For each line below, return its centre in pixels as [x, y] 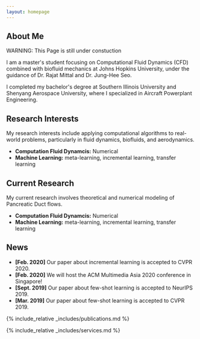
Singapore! [29, 281]
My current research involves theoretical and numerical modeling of [90, 198]
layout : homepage [28, 12]
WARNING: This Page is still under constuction [64, 51]
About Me [25, 36]
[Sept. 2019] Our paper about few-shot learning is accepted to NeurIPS [104, 288]
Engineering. [22, 100]
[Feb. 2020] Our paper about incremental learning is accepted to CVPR [104, 262]
